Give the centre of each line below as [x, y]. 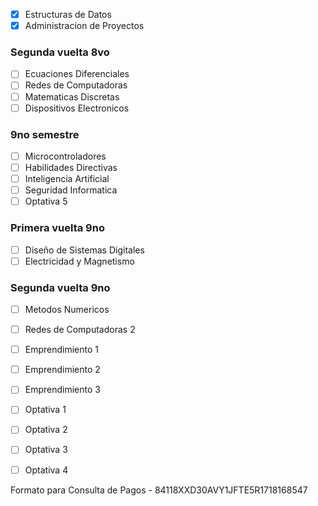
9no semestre [45, 134]
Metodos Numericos [67, 309]
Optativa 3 [46, 450]
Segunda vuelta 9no [60, 287]
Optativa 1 [45, 410]
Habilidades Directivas [71, 168]
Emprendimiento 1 [62, 350]
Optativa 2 [46, 430]
